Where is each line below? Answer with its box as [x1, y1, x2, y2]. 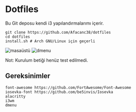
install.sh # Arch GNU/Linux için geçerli [5, 39, 95, 44]
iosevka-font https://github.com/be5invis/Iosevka [5, 89, 113, 94]
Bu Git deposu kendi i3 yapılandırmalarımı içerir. [5, 20, 104, 26]
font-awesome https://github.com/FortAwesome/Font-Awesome [5, 85, 131, 90]
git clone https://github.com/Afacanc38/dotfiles [5, 30, 111, 35]
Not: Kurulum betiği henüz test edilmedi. [5, 57, 88, 63]
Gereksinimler [5, 72, 51, 80]
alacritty [5, 94, 26, 99]
